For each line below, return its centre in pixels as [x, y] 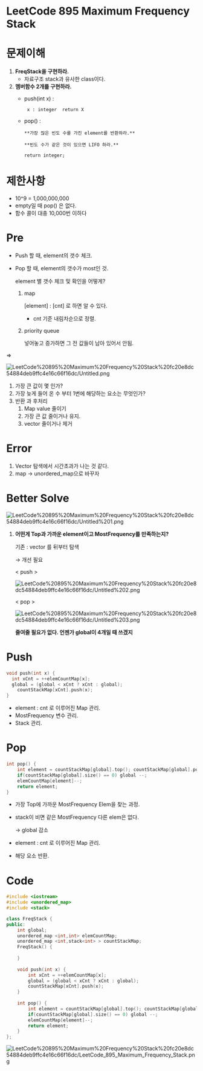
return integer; [44, 155]
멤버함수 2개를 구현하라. [43, 86]
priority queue [42, 330]
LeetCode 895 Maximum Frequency [98, 11]
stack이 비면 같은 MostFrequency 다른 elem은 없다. [77, 817]
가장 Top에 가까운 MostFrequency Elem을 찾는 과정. [77, 804]
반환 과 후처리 [31, 401]
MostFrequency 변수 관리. [47, 715]
